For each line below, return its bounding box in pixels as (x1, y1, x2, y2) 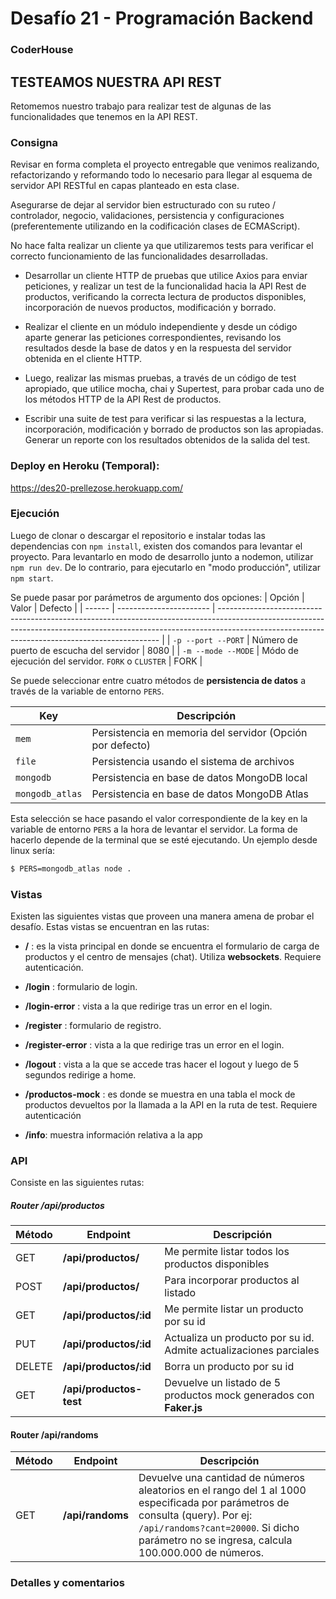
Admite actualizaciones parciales (164, 1343, 320, 1357)
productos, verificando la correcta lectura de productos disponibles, (24, 291, 307, 303)
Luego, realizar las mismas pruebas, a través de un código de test (24, 372, 297, 384)
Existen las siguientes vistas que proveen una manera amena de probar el (10, 910, 315, 922)
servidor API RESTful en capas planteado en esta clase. (10, 180, 240, 192)
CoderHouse (10, 43, 74, 57)
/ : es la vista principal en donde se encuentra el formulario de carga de (24, 940, 320, 952)
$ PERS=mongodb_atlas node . (10, 863, 132, 874)
